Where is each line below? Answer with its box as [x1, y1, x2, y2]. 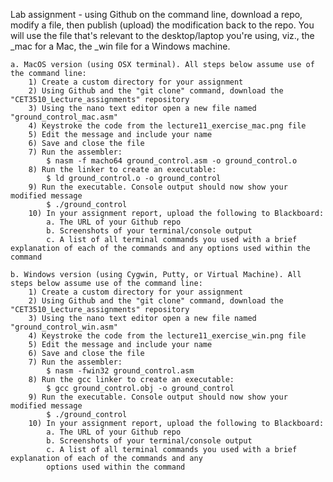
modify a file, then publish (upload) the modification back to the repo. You [10, 19, 315, 31]
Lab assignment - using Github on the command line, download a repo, [10, 9, 303, 20]
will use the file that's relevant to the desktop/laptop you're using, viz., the [10, 30, 315, 41]
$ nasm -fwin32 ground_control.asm [46, 366, 195, 376]
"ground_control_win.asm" [10, 322, 118, 332]
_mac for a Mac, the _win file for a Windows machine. [10, 40, 231, 52]
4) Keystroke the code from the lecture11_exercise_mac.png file [28, 121, 307, 131]
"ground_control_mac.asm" [10, 112, 118, 122]
